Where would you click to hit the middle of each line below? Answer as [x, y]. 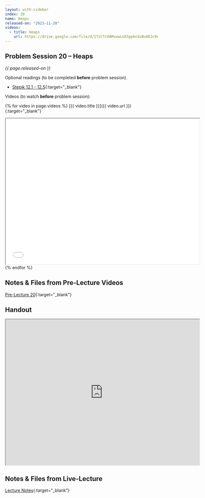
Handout [18, 310]
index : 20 [15, 14]
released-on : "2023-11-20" [32, 23]
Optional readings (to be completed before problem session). [66, 77]
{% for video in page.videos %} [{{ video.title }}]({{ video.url [65, 106]
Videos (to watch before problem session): [48, 96]
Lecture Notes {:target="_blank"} [37, 490]
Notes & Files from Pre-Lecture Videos [64, 283]
